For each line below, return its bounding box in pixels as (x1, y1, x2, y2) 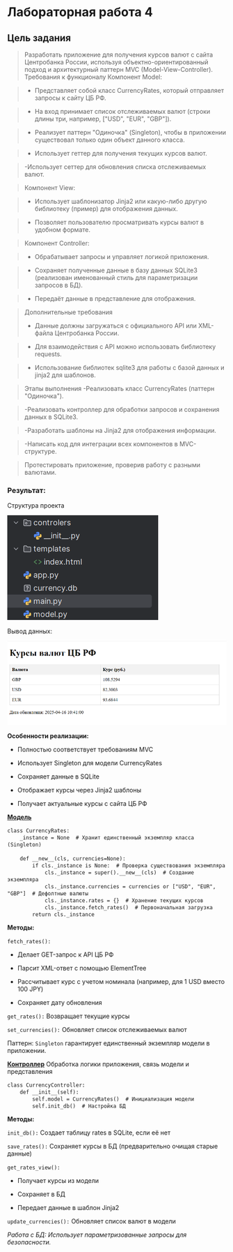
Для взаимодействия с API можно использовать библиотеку (34, 343, 216, 351)
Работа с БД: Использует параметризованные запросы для (7, 1230, 187, 1239)
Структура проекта (7, 501, 65, 510)
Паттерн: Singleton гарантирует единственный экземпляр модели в (7, 1038, 210, 1047)
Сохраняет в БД (17, 1190, 66, 1198)
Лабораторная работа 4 (7, 4, 153, 20)
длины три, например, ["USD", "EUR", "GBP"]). (34, 115, 172, 123)
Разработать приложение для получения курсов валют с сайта (24, 50, 214, 59)
